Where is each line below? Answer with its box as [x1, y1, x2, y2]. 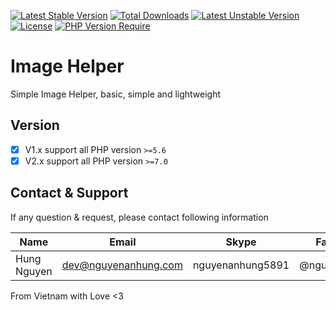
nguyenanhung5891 [192, 258, 290, 272]
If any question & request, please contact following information [10, 211, 269, 223]
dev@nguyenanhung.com [61, 258, 183, 272]
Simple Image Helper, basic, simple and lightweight [10, 88, 222, 100]
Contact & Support [10, 185, 129, 202]
